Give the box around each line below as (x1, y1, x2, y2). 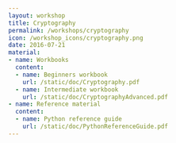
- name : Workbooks (8, 56, 69, 64)
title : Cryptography (8, 19, 77, 27)
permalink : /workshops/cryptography (8, 26, 129, 34)
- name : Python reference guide (15, 115, 123, 123)
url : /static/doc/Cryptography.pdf (22, 78, 140, 86)
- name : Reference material (8, 100, 101, 108)
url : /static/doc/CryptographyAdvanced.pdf (22, 93, 169, 101)
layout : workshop (8, 11, 66, 20)
